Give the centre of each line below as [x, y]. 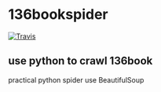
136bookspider [58, 15]
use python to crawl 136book [80, 61]
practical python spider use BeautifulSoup [76, 79]
